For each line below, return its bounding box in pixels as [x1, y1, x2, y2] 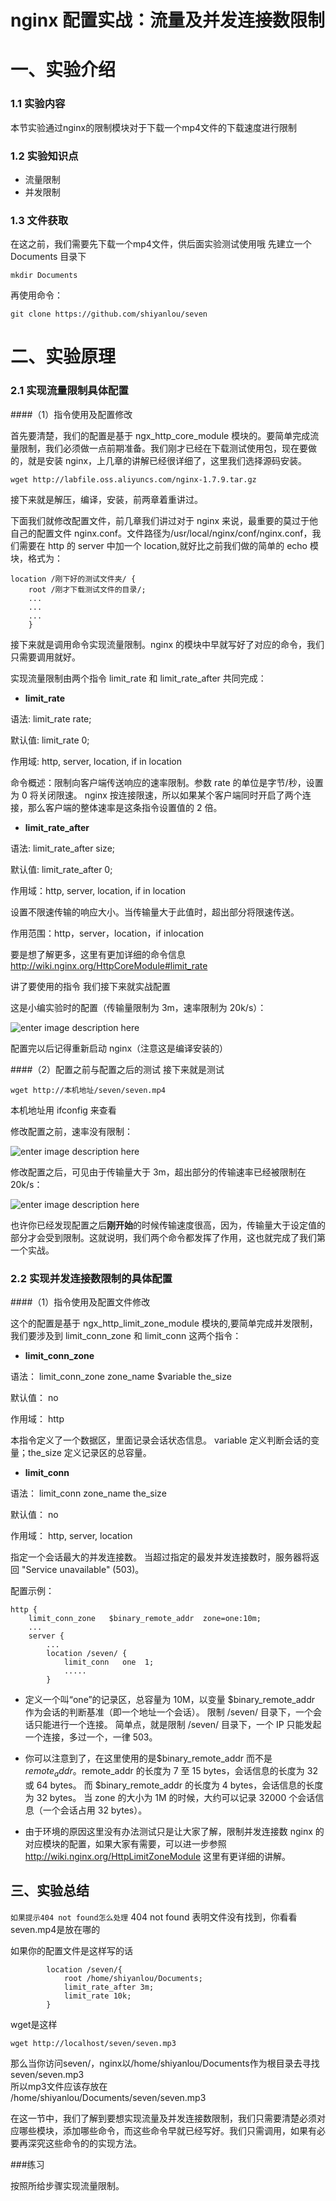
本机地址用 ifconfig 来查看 [10, 1104, 117, 1116]
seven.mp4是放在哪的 [10, 1923, 101, 1935]
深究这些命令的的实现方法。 [27, 2137, 142, 2149]
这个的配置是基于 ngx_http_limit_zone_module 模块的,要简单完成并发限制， [10, 1317, 318, 1330]
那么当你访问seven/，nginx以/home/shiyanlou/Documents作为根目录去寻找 [10, 2057, 320, 2069]
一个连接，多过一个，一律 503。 [24, 1731, 158, 1743]
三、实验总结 [10, 1882, 90, 1900]
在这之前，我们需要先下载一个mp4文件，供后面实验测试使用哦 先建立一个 [10, 238, 312, 250]
